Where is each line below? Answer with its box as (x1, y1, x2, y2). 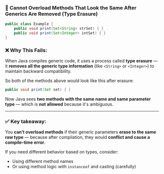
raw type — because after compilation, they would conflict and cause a (5, 134, 150, 140)
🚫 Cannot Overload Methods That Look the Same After (5, 4, 137, 11)
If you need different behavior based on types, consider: (5, 149, 119, 155)
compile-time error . (5, 139, 46, 146)
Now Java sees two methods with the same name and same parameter (5, 96, 151, 102)
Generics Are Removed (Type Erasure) (5, 10, 98, 17)
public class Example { (5, 22, 54, 26)
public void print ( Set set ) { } (5, 87, 71, 92)
